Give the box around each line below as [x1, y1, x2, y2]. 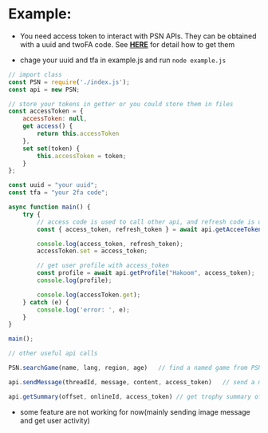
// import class [8, 70, 62, 78]
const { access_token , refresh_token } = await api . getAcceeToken [37, 225, 262, 233]
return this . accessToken [37, 129, 120, 138]
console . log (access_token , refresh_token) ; [37, 240, 183, 248]
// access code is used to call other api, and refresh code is [37, 217, 255, 226]
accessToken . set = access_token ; [37, 247, 148, 256]
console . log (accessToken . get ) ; [37, 291, 141, 299]
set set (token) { [22, 145, 81, 153]
